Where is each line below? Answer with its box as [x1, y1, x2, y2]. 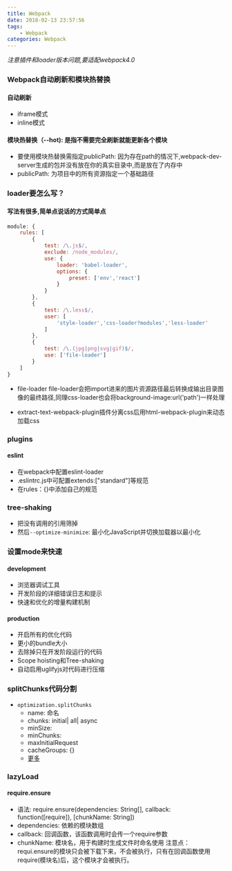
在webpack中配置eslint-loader [17, 467, 104, 476]
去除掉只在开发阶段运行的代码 [17, 648, 102, 656]
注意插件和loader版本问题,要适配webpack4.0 [7, 56, 135, 64]
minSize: [27, 724, 52, 732]
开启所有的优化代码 [17, 631, 72, 639]
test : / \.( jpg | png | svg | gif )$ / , [43, 345, 135, 352]
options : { [56, 268, 88, 275]
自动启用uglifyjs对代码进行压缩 [17, 665, 105, 674]
